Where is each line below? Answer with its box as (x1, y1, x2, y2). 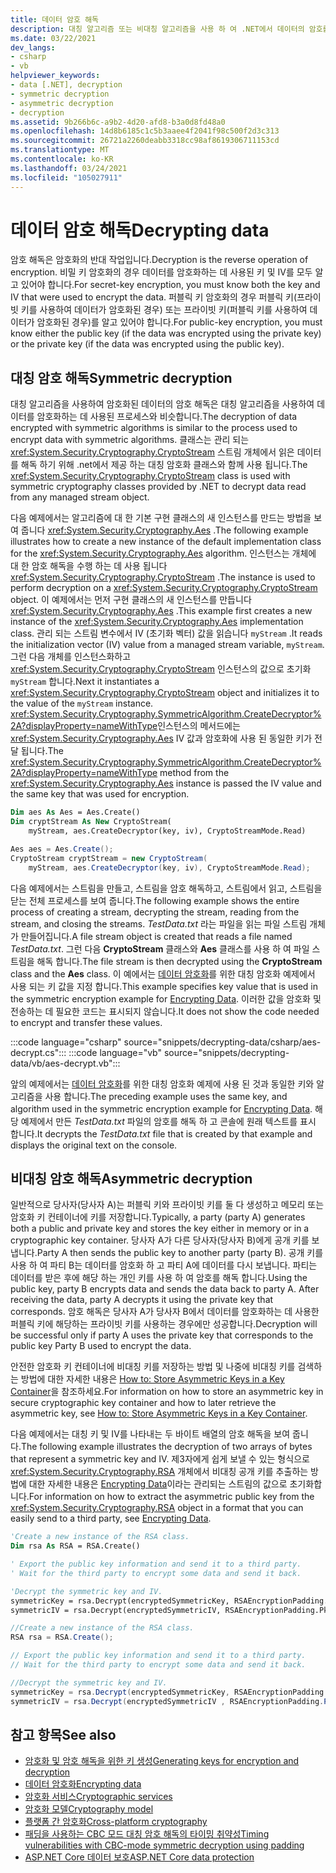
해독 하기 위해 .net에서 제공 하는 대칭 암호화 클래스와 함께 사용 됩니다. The (20, 459, 308, 471)
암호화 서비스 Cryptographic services (24, 1791, 173, 1803)
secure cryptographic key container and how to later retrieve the (10, 1397, 277, 1409)
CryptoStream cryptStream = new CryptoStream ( (10, 853, 208, 863)
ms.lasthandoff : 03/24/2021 (10, 163, 128, 173)
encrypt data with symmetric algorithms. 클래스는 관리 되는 (10, 434, 250, 446)
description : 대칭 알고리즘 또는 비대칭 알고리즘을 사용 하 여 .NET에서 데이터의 (10, 24, 305, 34)
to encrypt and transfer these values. (10, 1016, 163, 1028)
